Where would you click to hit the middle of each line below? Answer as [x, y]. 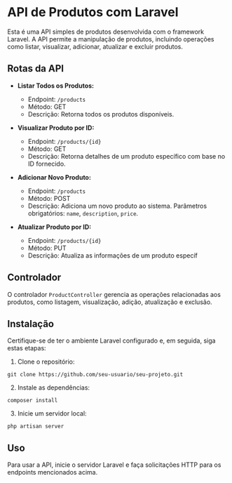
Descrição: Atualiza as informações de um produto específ [112, 255]
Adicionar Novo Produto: [54, 177]
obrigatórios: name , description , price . [83, 213]
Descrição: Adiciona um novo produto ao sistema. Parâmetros [117, 206]
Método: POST [49, 198]
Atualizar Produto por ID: [54, 227]
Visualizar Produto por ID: [56, 128]
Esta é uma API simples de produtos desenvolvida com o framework [106, 32]
